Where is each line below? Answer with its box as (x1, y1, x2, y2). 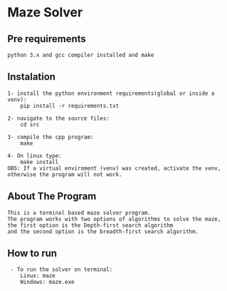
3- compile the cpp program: (7, 133, 94, 141)
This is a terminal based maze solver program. (7, 209, 152, 216)
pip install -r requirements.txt (20, 102, 120, 109)
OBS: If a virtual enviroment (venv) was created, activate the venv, (7, 165, 221, 172)
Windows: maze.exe (20, 279, 75, 286)
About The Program (7, 190, 97, 203)
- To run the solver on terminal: (10, 266, 113, 273)
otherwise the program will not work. (7, 170, 122, 178)
